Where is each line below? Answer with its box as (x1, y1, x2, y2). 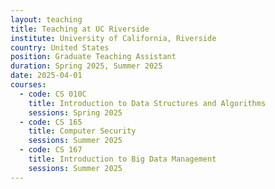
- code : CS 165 (19, 117, 83, 127)
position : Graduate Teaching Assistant (10, 52, 177, 62)
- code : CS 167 (19, 145, 83, 155)
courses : (10, 80, 47, 90)
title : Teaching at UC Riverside (10, 24, 150, 34)
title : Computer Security (28, 126, 137, 136)
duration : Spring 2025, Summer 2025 (10, 61, 163, 71)
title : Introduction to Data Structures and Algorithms (28, 98, 267, 108)
